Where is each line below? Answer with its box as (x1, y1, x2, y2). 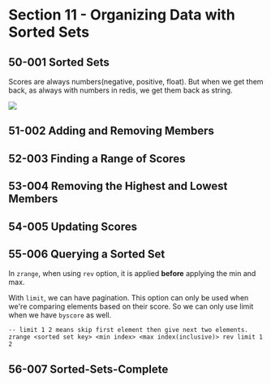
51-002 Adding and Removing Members (8, 124, 215, 138)
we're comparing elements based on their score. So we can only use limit (8, 302, 254, 312)
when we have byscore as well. (8, 310, 112, 320)
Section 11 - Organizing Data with (8, 6, 235, 24)
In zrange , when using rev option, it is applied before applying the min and (8, 269, 256, 278)
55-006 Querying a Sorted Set (8, 247, 166, 261)
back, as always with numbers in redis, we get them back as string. (8, 85, 233, 95)
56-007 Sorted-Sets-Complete (8, 362, 169, 376)
